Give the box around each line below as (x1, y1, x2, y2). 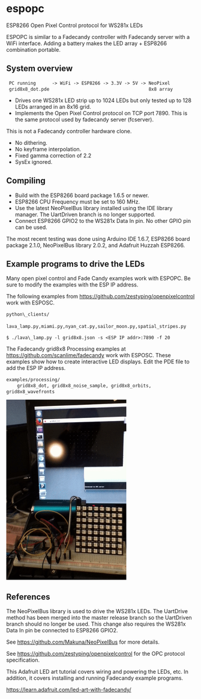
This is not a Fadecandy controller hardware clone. (6, 127, 132, 135)
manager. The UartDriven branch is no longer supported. (14, 211, 156, 218)
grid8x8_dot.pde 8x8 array (8, 86, 173, 92)
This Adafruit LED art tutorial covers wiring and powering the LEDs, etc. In (6, 668, 189, 676)
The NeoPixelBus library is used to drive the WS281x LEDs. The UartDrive (6, 608, 188, 615)
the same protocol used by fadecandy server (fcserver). (14, 116, 154, 123)
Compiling (6, 176, 46, 186)
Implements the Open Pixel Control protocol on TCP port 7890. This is (14, 109, 188, 116)
